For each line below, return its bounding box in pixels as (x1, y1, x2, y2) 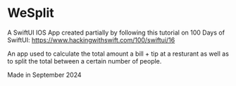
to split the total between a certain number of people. (7, 56, 162, 65)
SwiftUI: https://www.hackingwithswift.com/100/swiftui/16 (7, 35, 175, 44)
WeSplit (7, 5, 54, 21)
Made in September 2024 (7, 70, 82, 79)
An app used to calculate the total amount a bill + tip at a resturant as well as (7, 49, 229, 58)
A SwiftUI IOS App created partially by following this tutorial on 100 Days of (7, 28, 225, 37)
